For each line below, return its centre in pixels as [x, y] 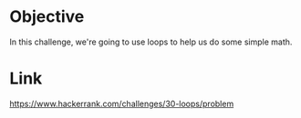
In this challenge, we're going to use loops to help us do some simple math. [151, 42]
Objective [47, 17]
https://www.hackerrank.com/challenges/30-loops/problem [122, 103]
